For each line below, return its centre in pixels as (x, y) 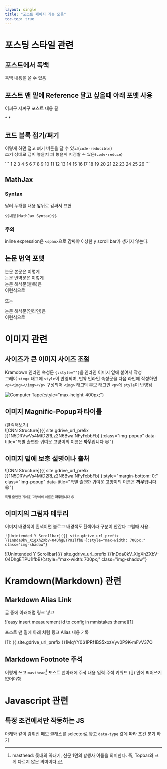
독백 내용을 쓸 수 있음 (26, 78)
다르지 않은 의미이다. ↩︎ (40, 761)
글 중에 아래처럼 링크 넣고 (30, 612)
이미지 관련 (26, 339)
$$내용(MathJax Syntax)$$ (31, 216)
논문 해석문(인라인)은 (26, 311)
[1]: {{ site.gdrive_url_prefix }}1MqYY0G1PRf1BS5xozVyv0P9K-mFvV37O (79, 642)
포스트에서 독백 (27, 65)
